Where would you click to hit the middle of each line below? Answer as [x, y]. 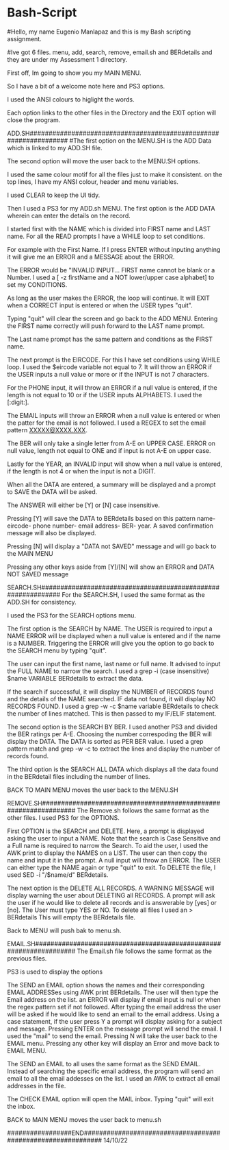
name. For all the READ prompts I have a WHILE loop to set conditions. [106, 236]
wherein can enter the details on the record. [69, 215]
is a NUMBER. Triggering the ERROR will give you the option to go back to [111, 643]
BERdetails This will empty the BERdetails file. [71, 917]
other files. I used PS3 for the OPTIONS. [63, 817]
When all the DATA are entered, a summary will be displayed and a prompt [111, 484]
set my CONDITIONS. [37, 284]
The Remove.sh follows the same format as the [143, 810]
